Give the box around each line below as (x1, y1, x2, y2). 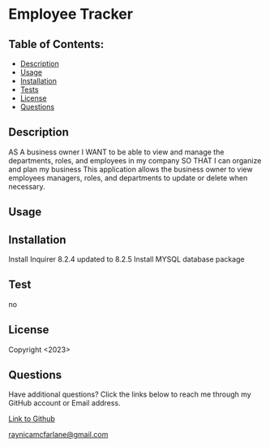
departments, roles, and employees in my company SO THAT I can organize (8, 155, 262, 165)
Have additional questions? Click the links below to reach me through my (8, 389, 251, 399)
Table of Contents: (8, 37, 105, 51)
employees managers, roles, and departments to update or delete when (8, 172, 248, 183)
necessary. (8, 181, 46, 191)
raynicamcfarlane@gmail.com (8, 430, 109, 440)
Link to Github (8, 414, 55, 423)
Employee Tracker (8, 5, 134, 24)
